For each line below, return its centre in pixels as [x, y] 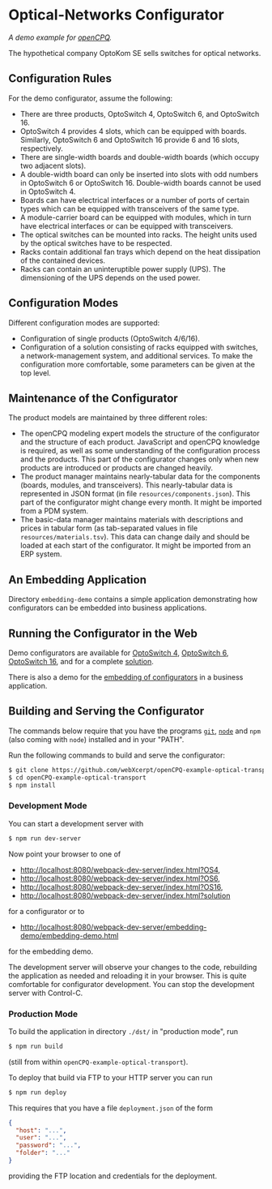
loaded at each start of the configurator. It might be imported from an [135, 546]
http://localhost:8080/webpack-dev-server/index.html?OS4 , [120, 869]
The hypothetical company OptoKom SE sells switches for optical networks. [135, 53]
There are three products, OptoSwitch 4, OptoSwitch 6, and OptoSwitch [140, 114]
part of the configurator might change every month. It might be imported [141, 502]
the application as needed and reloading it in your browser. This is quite [127, 976]
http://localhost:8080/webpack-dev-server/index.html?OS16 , [121, 886]
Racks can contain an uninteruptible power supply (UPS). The [123, 268]
